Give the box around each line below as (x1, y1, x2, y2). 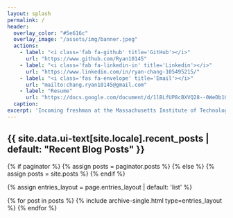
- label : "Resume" (19, 87, 73, 94)
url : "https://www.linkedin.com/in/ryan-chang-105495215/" (25, 68, 200, 75)
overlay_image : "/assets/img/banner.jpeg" (13, 36, 138, 43)
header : (7, 23, 30, 30)
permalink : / (7, 17, 45, 24)
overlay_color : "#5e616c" (13, 29, 89, 37)
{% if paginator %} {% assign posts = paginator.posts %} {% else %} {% (7, 162, 215, 170)
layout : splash (7, 10, 51, 17)
